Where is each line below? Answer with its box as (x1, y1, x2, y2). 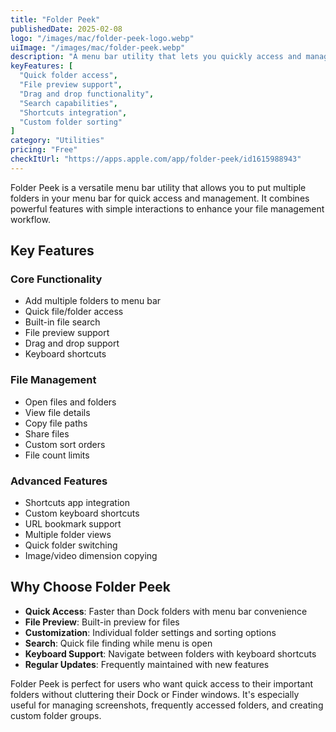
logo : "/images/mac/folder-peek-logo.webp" (10, 33, 195, 43)
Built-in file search (24, 316, 101, 328)
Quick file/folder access (24, 306, 124, 318)
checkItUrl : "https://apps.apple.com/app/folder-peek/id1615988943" (10, 154, 302, 164)
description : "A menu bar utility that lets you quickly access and (10, 52, 302, 62)
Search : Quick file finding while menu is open (24, 637, 213, 649)
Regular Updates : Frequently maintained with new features (24, 658, 270, 670)
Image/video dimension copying (24, 550, 158, 562)
